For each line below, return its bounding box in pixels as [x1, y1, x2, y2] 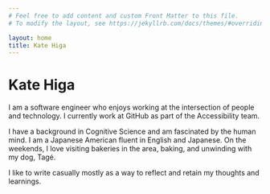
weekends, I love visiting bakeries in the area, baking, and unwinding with [8, 144, 252, 154]
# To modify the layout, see [8, 19, 106, 27]
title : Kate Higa [8, 41, 67, 49]
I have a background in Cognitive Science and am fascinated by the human [8, 126, 256, 137]
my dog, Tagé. [8, 152, 56, 162]
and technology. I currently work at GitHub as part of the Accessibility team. [8, 111, 260, 121]
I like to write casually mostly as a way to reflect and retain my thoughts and [8, 168, 260, 178]
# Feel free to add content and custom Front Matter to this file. [8, 11, 239, 20]
